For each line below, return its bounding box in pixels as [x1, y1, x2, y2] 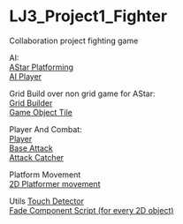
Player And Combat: [9, 123, 82, 134]
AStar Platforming [9, 62, 73, 72]
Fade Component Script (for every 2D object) [9, 205, 174, 215]
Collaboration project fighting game [9, 35, 139, 46]
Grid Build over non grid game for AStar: [9, 88, 156, 99]
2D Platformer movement [9, 178, 101, 189]
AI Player [9, 71, 42, 81]
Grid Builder [9, 97, 53, 108]
